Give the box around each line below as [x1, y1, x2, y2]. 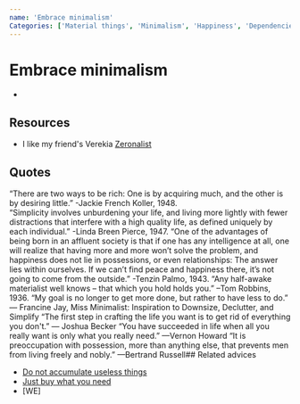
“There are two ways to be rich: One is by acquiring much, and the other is [9, 188, 284, 199]
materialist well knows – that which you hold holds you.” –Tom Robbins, [9, 283, 271, 294]
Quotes [9, 164, 52, 179]
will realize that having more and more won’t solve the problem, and [9, 245, 259, 256]
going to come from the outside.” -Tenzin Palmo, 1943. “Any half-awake [9, 274, 272, 284]
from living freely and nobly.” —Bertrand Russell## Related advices [9, 350, 257, 360]
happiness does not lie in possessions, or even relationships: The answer [9, 255, 279, 266]
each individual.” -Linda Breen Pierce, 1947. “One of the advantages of [9, 227, 269, 237]
